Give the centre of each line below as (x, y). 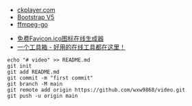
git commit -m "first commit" (50, 78)
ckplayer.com (36, 10)
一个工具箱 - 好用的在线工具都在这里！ (71, 47)
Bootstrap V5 (36, 17)
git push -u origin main (43, 96)
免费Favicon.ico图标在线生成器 (60, 38)
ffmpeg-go (32, 24)
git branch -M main (35, 84)
